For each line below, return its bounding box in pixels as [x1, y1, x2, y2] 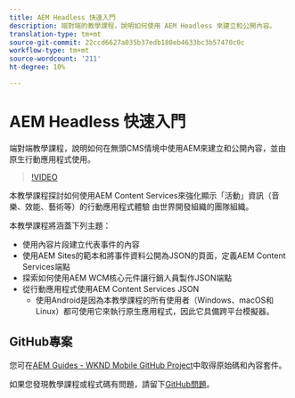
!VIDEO [30, 171, 58, 183]
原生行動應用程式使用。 [9, 153, 95, 165]
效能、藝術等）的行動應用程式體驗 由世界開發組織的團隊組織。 [24, 201, 254, 212]
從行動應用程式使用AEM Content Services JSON [21, 283, 200, 294]
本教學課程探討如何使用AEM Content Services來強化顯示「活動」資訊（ [9, 190, 272, 200]
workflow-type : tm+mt [9, 46, 90, 55]
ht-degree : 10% [9, 63, 66, 72]
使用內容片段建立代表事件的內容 [21, 239, 140, 249]
